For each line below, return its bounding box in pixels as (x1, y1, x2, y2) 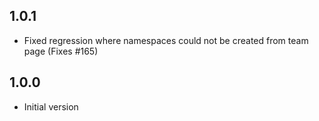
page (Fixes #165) (23, 45, 99, 57)
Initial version (23, 100, 79, 113)
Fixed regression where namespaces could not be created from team (23, 34, 309, 46)
